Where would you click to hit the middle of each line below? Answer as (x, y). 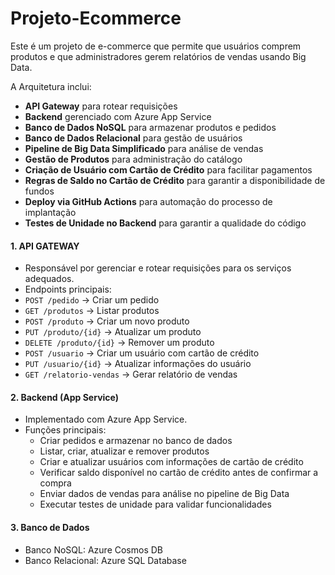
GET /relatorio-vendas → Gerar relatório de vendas (131, 374)
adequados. (49, 279)
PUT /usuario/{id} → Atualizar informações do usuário (138, 364)
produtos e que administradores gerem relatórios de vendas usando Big (158, 56)
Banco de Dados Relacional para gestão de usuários (133, 138)
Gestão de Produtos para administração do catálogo (133, 159)
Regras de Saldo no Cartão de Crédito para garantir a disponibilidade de (175, 180)
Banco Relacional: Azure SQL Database (105, 560)
